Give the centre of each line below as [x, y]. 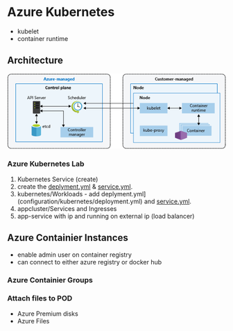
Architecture [35, 61]
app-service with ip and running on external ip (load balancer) [106, 216]
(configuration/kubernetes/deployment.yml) [80, 201]
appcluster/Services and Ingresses [67, 208]
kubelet [28, 31]
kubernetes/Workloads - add [59, 194]
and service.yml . [168, 201]
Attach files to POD [40, 298]
